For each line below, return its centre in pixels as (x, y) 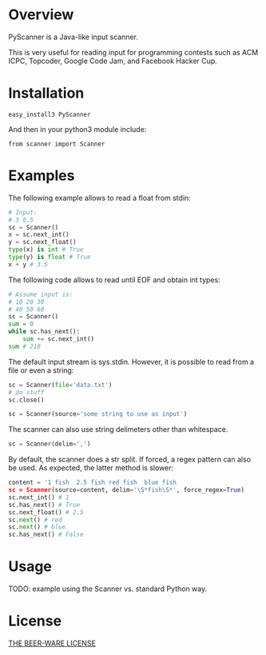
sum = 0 (21, 324)
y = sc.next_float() (43, 242)
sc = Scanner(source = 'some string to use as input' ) (98, 414)
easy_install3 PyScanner (50, 114)
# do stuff (26, 392)
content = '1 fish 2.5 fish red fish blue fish (93, 483)
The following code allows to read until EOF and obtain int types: (115, 280)
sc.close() (26, 400)
